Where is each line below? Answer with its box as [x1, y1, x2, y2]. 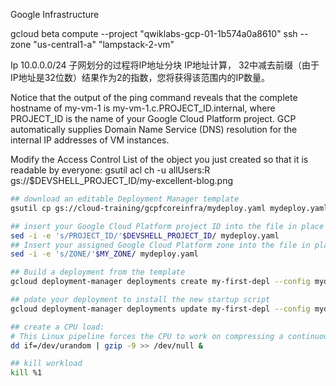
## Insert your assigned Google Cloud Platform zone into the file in [10, 240, 311, 250]
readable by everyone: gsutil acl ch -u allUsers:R [10, 164, 211, 176]
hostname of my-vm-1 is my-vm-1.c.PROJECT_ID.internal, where [10, 102, 276, 114]
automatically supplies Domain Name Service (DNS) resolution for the [10, 124, 298, 135]
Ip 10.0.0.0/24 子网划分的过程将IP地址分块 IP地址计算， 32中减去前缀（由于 [10, 59, 320, 71]
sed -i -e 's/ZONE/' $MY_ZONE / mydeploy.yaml [10, 249, 199, 259]
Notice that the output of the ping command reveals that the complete [10, 92, 298, 103]
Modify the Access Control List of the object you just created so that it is [10, 154, 309, 165]
